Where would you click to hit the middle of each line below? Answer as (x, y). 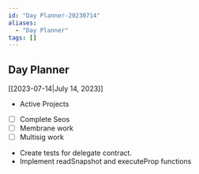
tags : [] (23, 38)
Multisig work (42, 137)
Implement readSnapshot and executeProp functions (105, 161)
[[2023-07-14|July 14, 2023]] (56, 89)
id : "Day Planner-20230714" (54, 15)
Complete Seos (45, 119)
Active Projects (44, 104)
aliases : (23, 23)
